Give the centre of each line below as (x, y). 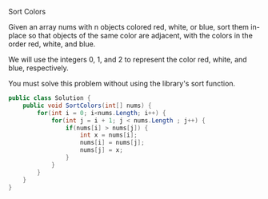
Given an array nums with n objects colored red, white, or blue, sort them (129, 27)
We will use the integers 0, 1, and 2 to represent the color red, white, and (128, 60)
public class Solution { (50, 98)
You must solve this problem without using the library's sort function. (122, 84)
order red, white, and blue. (52, 44)
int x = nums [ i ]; (108, 135)
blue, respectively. (39, 68)
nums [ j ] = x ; (102, 150)
